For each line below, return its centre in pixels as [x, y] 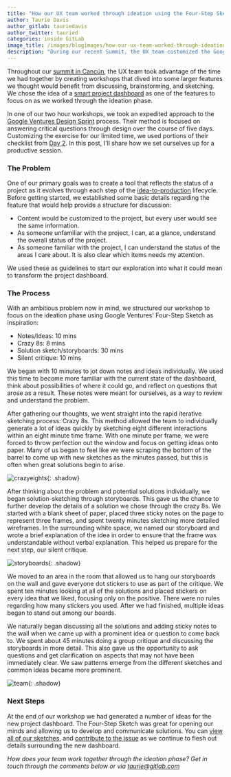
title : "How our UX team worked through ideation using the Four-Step [110, 13]
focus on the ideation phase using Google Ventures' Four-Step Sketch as [110, 315]
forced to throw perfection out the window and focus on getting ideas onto [113, 443]
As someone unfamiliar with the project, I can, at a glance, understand [116, 233]
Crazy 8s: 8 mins [41, 344]
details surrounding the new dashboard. [64, 745]
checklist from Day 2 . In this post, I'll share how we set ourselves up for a [111, 143]
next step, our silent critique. [47, 550]
